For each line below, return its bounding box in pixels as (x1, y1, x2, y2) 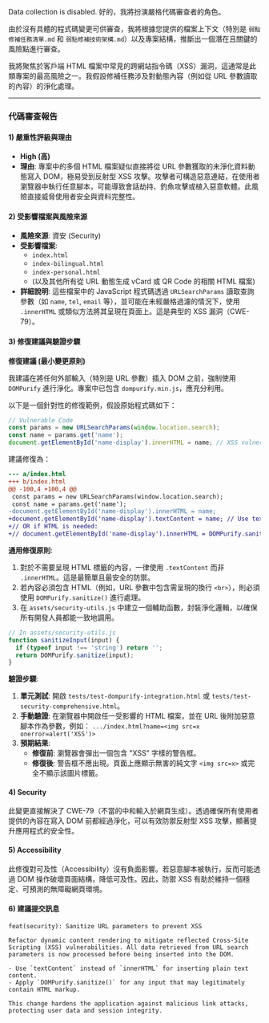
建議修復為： (8, 454, 50, 464)
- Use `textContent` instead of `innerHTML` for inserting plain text (8, 964, 249, 972)
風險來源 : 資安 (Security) (19, 231, 102, 241)
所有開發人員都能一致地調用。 (19, 613, 118, 622)
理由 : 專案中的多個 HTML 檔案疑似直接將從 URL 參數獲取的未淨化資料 (19, 161, 248, 171)
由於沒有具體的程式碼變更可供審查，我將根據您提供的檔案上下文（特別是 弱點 (8, 24, 261, 34)
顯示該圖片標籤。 (46, 768, 102, 778)
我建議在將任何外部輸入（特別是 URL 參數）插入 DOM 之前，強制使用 (8, 373, 236, 383)
